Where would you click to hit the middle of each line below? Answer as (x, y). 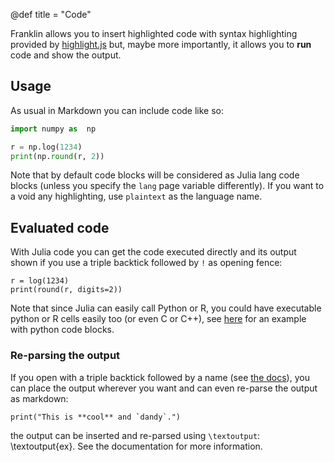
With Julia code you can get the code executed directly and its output (153, 252)
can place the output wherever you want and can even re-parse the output (164, 388)
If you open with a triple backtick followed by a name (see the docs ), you (160, 377)
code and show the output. (66, 55)
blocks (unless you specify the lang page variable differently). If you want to (167, 186)
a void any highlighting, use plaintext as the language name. (136, 196)
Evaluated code (60, 227)
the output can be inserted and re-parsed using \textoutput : (135, 435)
